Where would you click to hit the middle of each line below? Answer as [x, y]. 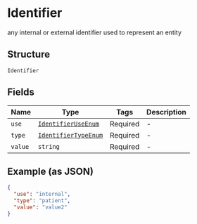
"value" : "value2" [41, 207]
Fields [21, 92]
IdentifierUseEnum [69, 124]
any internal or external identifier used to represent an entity [94, 32]
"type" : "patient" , [42, 201]
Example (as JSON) [50, 171]
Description [166, 112]
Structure [29, 54]
